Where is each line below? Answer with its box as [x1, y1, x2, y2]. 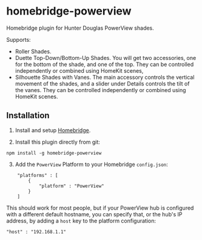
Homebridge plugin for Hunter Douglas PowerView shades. [6, 24, 155, 32]
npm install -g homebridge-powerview [6, 150, 102, 156]
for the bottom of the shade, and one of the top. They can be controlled [15, 61, 194, 68]
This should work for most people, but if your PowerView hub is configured [6, 204, 194, 212]
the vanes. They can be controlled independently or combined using [15, 86, 186, 93]
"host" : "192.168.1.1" [6, 228, 67, 235]
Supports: [6, 36, 32, 43]
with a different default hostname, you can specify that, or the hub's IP [6, 210, 183, 218]
